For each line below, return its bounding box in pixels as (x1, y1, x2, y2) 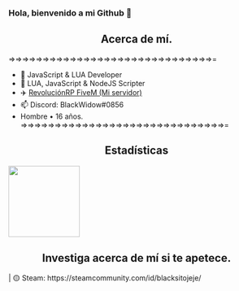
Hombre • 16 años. (20, 111, 84, 121)
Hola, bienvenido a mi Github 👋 (8, 7, 133, 19)
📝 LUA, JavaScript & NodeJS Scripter (20, 78, 146, 88)
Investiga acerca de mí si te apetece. (41, 251, 232, 265)
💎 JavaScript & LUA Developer (20, 69, 123, 80)
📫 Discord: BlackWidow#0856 (20, 99, 124, 109)
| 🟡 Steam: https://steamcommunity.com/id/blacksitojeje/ (8, 273, 202, 283)
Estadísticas (104, 144, 169, 158)
